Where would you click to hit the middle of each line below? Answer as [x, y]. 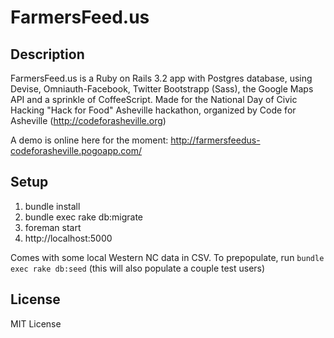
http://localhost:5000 [68, 238]
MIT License [36, 323]
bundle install [52, 206]
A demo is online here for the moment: [89, 140]
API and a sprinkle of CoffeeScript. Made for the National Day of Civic [154, 99]
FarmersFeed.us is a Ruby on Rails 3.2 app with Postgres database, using [161, 78]
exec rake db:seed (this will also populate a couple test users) [138, 268]
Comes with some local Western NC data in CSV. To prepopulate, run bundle [167, 257]
